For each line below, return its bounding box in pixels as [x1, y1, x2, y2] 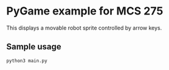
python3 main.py [6, 57, 47, 64]
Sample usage [6, 42, 62, 52]
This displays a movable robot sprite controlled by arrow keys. [6, 24, 162, 31]
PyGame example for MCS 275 [6, 4, 164, 18]
